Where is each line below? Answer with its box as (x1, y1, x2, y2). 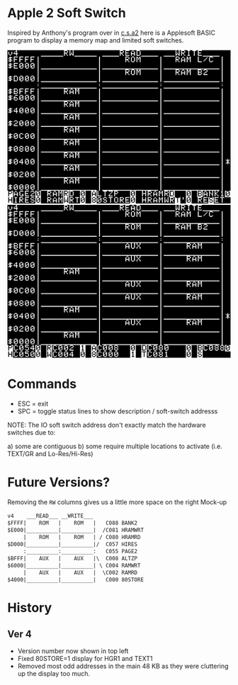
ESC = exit (17, 399, 49, 408)
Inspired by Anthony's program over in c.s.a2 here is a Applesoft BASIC (7, 28, 216, 37)
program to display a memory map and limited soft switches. (7, 35, 184, 44)
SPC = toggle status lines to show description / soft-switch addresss (17, 407, 218, 416)
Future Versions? (7, 474, 110, 491)
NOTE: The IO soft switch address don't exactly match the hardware (7, 421, 207, 430)
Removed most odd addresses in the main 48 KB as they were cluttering (17, 662, 229, 670)
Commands (7, 376, 77, 392)
